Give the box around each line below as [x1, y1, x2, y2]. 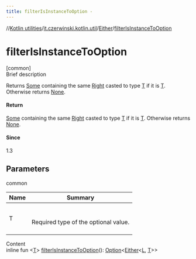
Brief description [6, 71, 47, 78]
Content [6, 240, 26, 247]
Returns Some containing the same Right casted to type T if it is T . [6, 82, 166, 89]
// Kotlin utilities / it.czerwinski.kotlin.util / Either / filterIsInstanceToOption [6, 25, 172, 32]
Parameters [6, 164, 50, 174]
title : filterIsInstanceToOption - [6, 8, 93, 15]
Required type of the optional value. [31, 217, 130, 226]
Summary [66, 194, 95, 202]
